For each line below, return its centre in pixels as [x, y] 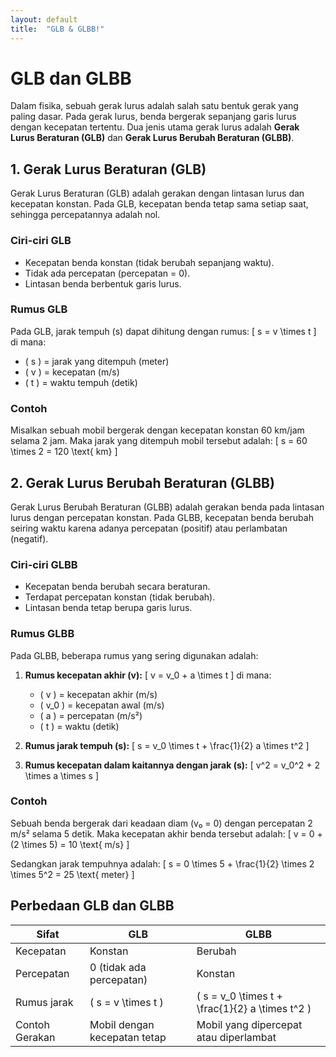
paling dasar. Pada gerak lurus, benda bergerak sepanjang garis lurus [153, 117]
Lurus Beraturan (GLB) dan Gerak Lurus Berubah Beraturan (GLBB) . [152, 138]
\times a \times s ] [62, 775]
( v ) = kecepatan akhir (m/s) [98, 694]
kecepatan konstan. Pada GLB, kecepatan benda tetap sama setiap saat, [159, 204]
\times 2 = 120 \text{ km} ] [64, 452]
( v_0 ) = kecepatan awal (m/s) [102, 705]
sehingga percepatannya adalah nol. [85, 215]
